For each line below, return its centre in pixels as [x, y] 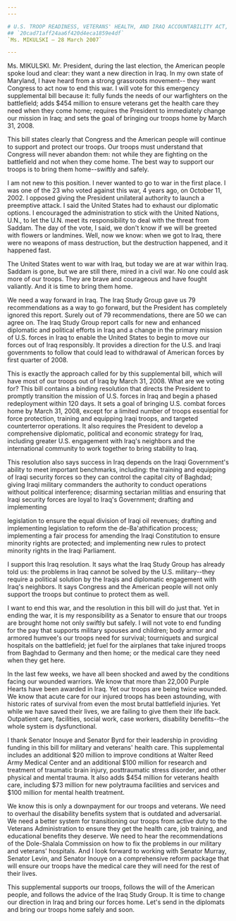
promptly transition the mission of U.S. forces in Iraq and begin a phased [112, 396]
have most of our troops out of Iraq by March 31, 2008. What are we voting [116, 381]
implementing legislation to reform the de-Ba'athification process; [103, 529]
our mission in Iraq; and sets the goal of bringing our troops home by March [117, 118]
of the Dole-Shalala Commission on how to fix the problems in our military [114, 843]
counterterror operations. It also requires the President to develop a [105, 426]
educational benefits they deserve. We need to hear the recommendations [115, 836]
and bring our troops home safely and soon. [71, 910]
